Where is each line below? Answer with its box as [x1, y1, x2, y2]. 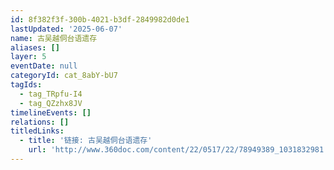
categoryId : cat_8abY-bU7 [10, 71, 118, 81]
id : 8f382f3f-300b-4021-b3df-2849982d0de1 [10, 14, 190, 25]
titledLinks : [10, 126, 65, 136]
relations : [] [10, 117, 70, 127]
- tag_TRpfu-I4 [19, 89, 83, 99]
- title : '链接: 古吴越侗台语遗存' [19, 136, 153, 146]
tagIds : [10, 80, 43, 90]
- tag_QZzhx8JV [19, 98, 83, 108]
